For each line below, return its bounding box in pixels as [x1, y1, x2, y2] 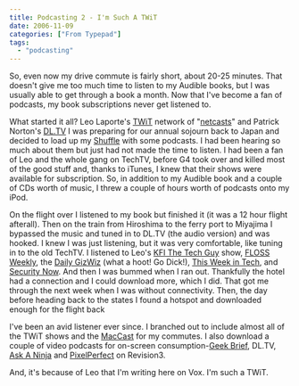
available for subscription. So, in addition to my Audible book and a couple [9, 173, 283, 184]
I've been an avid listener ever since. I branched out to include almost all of [9, 322, 286, 333]
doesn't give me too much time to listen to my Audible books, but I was [9, 80, 270, 91]
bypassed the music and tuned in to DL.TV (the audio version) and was [9, 228, 270, 239]
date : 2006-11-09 [9, 21, 74, 30]
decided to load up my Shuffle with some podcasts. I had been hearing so [9, 136, 281, 146]
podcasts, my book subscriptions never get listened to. [9, 99, 212, 110]
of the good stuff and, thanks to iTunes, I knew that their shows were [9, 164, 262, 175]
